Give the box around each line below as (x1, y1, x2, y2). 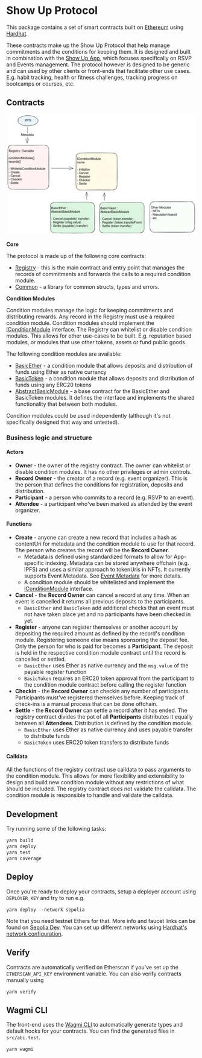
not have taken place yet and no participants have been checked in (24, 611, 191, 618)
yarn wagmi (6, 1047, 34, 1053)
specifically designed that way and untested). (6, 418, 119, 426)
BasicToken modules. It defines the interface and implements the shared (14, 394, 195, 401)
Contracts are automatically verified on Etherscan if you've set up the (6, 963, 179, 971)
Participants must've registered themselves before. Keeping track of (14, 694, 185, 701)
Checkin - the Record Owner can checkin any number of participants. (14, 688, 190, 694)
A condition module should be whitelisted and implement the (24, 579, 175, 585)
